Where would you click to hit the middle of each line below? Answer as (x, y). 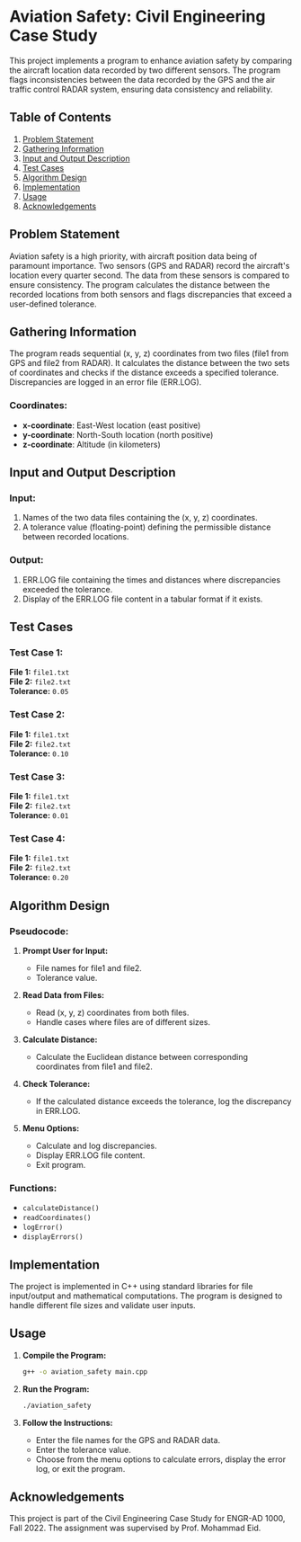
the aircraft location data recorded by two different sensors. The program (145, 70)
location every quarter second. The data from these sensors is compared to (150, 275)
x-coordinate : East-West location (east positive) (111, 425)
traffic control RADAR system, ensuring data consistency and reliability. (141, 89)
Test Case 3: (37, 777)
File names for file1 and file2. (89, 967)
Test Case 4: (37, 838)
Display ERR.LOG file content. (90, 1155)
